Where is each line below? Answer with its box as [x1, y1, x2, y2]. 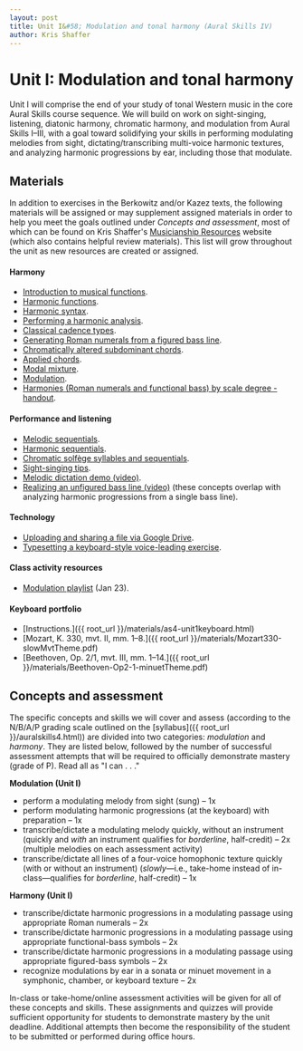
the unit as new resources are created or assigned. [9, 246, 199, 256]
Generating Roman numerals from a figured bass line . [22, 334, 223, 345]
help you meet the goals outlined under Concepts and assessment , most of [9, 217, 290, 227]
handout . [22, 392, 57, 403]
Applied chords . [22, 354, 82, 365]
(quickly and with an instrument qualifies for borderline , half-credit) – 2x [22, 834, 291, 844]
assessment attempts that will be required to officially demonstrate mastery [9, 750, 291, 761]
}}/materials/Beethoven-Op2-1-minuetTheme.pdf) [22, 662, 209, 673]
